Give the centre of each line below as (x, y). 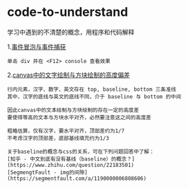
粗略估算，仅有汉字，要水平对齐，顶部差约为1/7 (66, 131)
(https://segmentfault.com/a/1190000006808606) (77, 178)
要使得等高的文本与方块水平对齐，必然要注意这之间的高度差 (79, 117)
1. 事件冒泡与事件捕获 (37, 46)
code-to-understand (68, 12)
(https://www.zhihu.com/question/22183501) (71, 165)
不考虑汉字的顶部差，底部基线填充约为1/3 (58, 138)
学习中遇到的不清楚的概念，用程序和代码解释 (71, 32)
